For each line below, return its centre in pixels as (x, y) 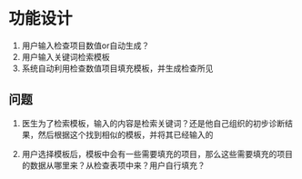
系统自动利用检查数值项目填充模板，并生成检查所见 (117, 68)
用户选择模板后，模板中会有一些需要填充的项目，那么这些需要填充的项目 (157, 154)
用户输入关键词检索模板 (65, 56)
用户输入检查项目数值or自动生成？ (86, 45)
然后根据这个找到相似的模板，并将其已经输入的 (126, 134)
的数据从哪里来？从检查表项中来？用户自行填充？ (113, 165)
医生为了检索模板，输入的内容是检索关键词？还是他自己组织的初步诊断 (153, 123)
